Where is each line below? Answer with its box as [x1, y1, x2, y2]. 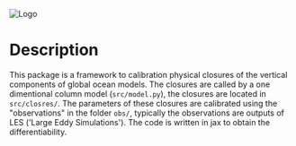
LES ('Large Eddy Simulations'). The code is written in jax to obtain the [9, 116, 271, 127]
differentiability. [9, 126, 67, 137]
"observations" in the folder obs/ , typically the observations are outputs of [9, 107, 285, 118]
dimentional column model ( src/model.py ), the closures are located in [9, 88, 267, 99]
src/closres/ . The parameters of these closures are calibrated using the [9, 98, 278, 108]
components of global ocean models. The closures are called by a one [9, 79, 271, 90]
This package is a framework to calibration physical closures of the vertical [9, 69, 288, 80]
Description [9, 40, 99, 60]
